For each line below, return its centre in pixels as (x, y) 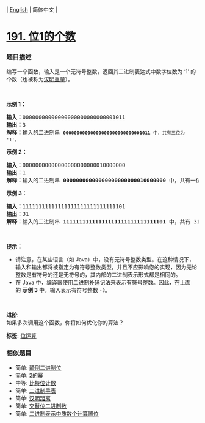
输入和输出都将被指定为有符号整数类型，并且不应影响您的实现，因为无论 (106, 267)
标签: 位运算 (21, 335)
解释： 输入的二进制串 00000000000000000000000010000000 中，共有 (99, 181)
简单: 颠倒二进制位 (38, 367)
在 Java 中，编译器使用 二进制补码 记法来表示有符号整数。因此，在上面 (103, 283)
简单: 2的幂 (29, 375)
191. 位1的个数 (41, 37)
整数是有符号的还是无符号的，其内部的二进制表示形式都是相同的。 (98, 275)
